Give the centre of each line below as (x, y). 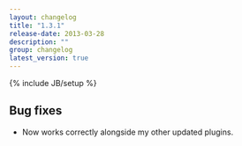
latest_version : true (49, 58)
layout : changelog (43, 17)
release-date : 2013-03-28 (57, 33)
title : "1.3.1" (37, 26)
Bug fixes (36, 111)
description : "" (39, 42)
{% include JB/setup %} (53, 83)
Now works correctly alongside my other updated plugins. (128, 132)
